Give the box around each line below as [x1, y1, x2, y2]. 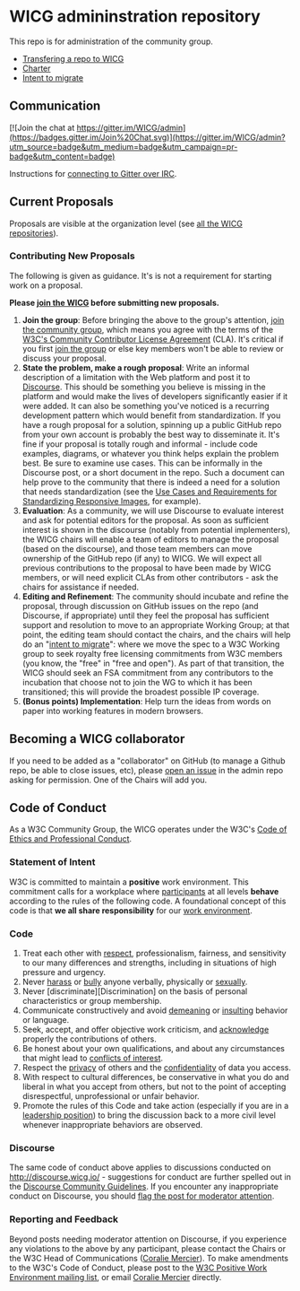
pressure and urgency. [21, 967, 106, 978]
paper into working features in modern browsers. [21, 705, 204, 716]
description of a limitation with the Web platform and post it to [21, 371, 251, 382]
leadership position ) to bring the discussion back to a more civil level [21, 1110, 276, 1121]
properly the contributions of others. [21, 1034, 157, 1044]
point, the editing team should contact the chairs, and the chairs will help [21, 629, 291, 640]
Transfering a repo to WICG [21, 53, 124, 64]
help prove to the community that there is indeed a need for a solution [21, 476, 280, 487]
